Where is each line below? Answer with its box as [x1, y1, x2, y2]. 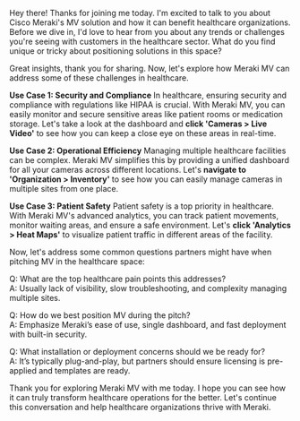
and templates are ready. [39, 365, 131, 375]
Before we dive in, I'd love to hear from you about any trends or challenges [9, 27, 285, 37]
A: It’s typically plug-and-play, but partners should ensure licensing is [9, 356, 266, 366]
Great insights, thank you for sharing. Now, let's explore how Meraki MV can [9, 63, 290, 73]
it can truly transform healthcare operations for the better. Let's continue [9, 392, 278, 402]
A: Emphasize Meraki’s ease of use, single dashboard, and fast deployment [9, 320, 287, 330]
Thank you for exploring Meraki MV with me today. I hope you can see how [9, 382, 287, 393]
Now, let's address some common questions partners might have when [9, 246, 272, 257]
